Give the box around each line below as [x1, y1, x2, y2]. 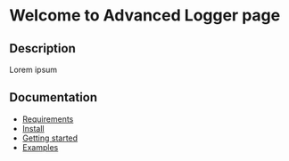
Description [9, 41, 76, 56]
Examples [21, 141, 59, 152]
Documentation [9, 90, 98, 105]
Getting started [21, 133, 78, 143]
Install [21, 123, 45, 133]
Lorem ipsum [9, 64, 58, 75]
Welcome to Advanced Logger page [9, 5, 281, 26]
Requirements [21, 113, 74, 125]
